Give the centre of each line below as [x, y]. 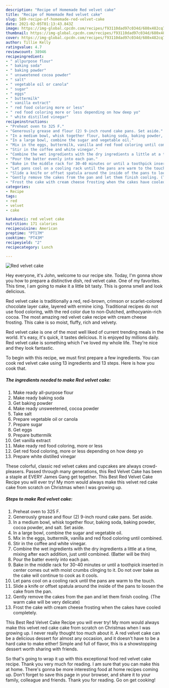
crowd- [150, 466]
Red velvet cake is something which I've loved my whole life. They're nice [82, 343]
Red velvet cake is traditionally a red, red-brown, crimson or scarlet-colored [84, 301]
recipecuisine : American [32, 228]
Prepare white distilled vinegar [44, 456]
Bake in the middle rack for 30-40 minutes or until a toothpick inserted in [88, 565]
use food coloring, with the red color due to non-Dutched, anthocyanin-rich [84, 312]
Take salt [22, 414]
